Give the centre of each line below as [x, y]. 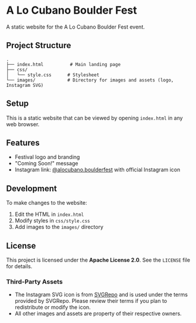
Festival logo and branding [47, 157]
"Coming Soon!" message [46, 164]
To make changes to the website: [47, 203]
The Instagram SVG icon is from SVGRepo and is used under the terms [101, 294]
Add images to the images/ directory [59, 227]
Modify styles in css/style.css [52, 221]
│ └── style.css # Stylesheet [53, 75]
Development [32, 188]
